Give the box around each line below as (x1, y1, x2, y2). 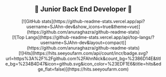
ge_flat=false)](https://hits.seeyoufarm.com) (37, 66, 129, 72)
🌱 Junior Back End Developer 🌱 (34, 5, 133, 13)
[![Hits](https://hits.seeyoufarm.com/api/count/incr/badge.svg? (18, 50, 148, 56)
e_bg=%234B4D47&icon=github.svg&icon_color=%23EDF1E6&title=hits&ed (5, 60, 162, 66)
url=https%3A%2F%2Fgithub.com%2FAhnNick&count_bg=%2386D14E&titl (5, 55, 162, 61)
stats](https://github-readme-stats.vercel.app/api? (41, 18, 145, 24)
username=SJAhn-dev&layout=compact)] (40, 39, 127, 45)
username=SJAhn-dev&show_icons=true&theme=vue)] (26, 23, 141, 29)
